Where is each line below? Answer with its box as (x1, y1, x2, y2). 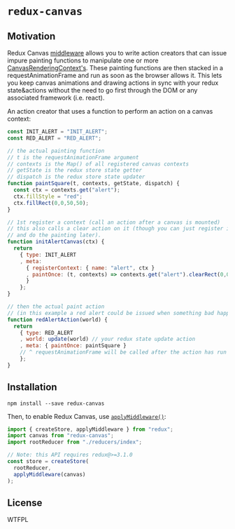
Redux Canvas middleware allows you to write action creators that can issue (7, 49, 227, 57)
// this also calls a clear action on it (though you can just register (7, 225, 224, 232)
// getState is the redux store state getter (7, 167, 142, 174)
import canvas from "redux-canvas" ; (7, 432, 114, 439)
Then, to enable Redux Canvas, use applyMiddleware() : (7, 412, 166, 420)
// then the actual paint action (7, 303, 105, 310)
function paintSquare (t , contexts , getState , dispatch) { (7, 180, 180, 187)
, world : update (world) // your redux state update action (20, 335, 196, 343)
